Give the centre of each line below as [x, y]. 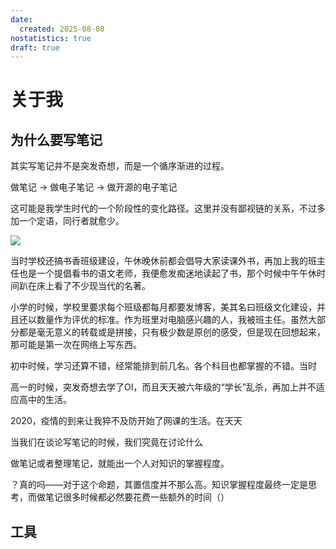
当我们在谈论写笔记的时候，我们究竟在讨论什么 [106, 442]
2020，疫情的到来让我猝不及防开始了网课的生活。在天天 [126, 421]
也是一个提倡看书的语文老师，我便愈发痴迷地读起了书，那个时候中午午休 [167, 273]
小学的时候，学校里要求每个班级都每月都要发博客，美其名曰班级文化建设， [163, 307]
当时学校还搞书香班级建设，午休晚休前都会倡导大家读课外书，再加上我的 [159, 261]
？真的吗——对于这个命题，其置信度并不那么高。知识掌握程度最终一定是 [159, 485]
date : [21, 19]
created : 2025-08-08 [62, 29]
